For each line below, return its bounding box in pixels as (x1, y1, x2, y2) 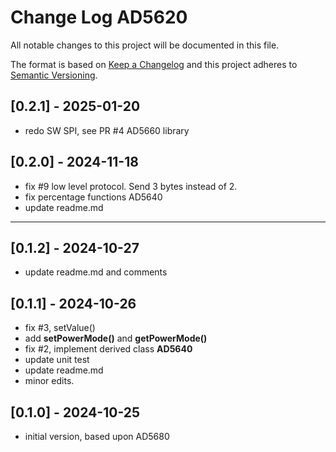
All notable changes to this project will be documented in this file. (10, 39, 280, 51)
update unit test (24, 354, 90, 366)
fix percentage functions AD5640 (24, 191, 163, 203)
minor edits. (24, 375, 75, 387)
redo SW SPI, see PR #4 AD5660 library (24, 124, 190, 136)
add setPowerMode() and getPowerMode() (24, 332, 208, 345)
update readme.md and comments (24, 266, 168, 278)
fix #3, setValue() (24, 322, 96, 334)
